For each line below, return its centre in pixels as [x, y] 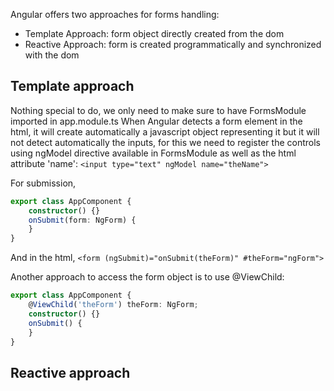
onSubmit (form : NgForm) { [82, 220]
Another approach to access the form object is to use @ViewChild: [147, 277]
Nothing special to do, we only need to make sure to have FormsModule [158, 110]
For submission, [43, 183]
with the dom [52, 55]
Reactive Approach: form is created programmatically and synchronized [173, 44]
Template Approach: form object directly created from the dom [154, 33]
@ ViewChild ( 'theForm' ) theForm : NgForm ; [113, 305]
